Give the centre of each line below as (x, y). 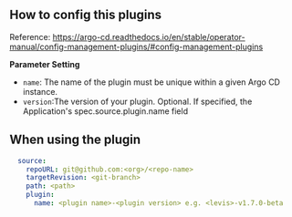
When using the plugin (75, 140)
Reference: (30, 36)
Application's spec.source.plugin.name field (105, 111)
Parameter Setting (45, 64)
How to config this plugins (86, 15)
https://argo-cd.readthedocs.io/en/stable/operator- (149, 36)
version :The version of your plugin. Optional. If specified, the (137, 101)
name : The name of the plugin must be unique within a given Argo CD (151, 82)
